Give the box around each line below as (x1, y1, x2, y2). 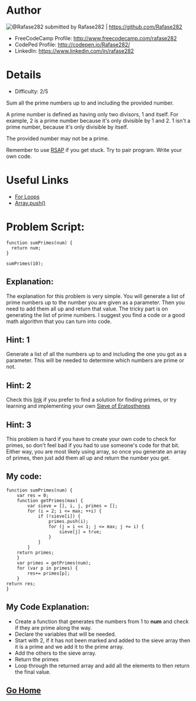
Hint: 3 (6, 420, 31, 430)
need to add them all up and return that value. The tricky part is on (6, 305, 168, 312)
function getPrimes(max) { (17, 497, 83, 503)
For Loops (14, 193, 40, 200)
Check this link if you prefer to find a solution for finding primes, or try (6, 396, 176, 404)
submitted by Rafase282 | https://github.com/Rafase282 (44, 23, 182, 30)
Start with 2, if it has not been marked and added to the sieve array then (14, 636, 191, 644)
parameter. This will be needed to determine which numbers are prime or (6, 357, 185, 364)
